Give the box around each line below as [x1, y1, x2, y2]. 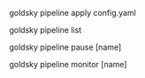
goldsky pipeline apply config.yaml [9, 8, 137, 18]
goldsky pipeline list [9, 25, 82, 35]
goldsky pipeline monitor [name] [9, 59, 127, 69]
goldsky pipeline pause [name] [9, 42, 122, 52]
